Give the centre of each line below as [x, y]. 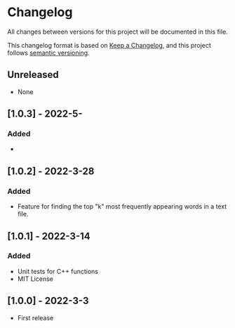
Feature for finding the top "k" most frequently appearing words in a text [122, 206]
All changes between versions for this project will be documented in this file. [117, 32]
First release [35, 317]
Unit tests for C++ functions [58, 271]
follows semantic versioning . [48, 53]
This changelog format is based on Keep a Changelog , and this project [109, 45]
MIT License [35, 279]
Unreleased [33, 75]
